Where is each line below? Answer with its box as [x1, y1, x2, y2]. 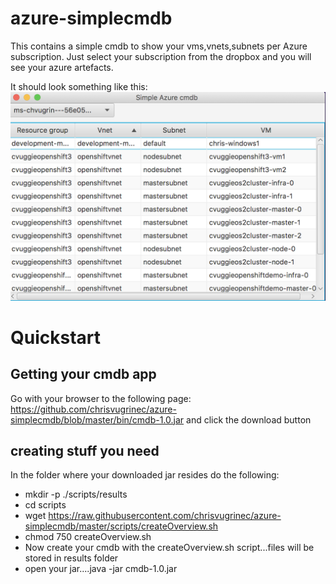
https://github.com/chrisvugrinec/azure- [10, 403, 177, 415]
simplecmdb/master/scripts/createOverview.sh [24, 520, 219, 532]
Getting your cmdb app [10, 366, 157, 383]
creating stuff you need [10, 443, 160, 460]
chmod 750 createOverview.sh [24, 531, 152, 543]
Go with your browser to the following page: [10, 392, 192, 404]
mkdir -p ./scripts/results [24, 488, 128, 501]
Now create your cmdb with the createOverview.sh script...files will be [24, 542, 315, 554]
